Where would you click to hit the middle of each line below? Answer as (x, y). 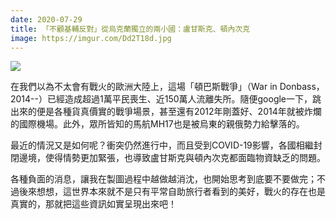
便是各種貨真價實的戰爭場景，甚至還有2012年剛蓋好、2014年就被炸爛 (179, 112)
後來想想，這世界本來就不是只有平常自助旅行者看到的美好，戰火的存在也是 (172, 192)
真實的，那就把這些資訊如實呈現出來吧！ (93, 204)
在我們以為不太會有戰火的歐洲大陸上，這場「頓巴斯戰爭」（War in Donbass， (167, 87)
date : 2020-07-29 (46, 19)
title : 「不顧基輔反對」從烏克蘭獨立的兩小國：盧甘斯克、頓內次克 (130, 29)
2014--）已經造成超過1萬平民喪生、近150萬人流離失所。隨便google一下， (161, 99)
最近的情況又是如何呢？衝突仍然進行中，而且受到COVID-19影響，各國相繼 (162, 145)
